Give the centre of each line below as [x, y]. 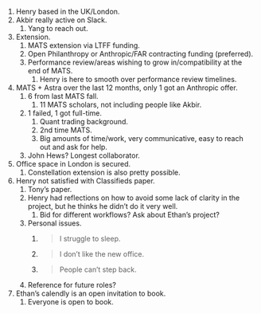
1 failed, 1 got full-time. [64, 113]
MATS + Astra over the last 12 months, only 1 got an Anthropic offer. [127, 88]
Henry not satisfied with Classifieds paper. [85, 181]
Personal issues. [55, 223]
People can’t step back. [98, 269]
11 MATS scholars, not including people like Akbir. [121, 104]
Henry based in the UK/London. [68, 12]
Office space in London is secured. [73, 164]
